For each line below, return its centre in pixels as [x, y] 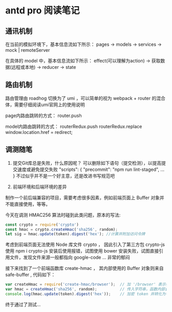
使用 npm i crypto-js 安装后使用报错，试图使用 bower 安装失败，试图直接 [82, 251]
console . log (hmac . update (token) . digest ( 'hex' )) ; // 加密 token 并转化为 [85, 294]
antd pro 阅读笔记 [43, 11]
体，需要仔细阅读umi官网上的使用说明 [45, 104]
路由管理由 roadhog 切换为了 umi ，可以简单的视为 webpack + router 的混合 [85, 98]
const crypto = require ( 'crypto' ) [42, 225]
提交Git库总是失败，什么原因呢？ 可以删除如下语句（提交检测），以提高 [87, 163]
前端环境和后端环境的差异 [40, 187]
